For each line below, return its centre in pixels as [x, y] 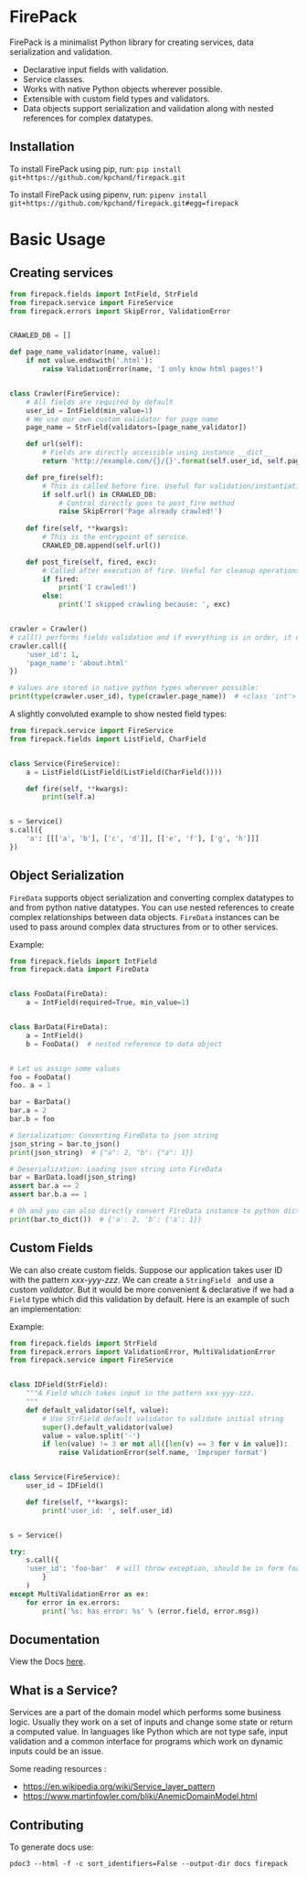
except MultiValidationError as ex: [79, 1594]
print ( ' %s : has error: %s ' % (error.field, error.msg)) [151, 1611]
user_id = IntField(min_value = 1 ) [90, 410]
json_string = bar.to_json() [65, 1144]
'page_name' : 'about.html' [77, 663]
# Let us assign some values [65, 1068]
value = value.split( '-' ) [92, 1436]
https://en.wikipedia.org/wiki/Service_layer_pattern [119, 1787]
